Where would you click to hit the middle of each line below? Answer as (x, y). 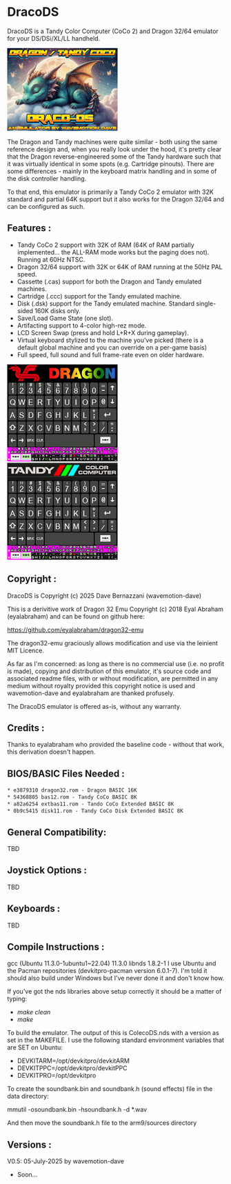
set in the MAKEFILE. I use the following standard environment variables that (115, 1040)
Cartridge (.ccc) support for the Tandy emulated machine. (99, 296)
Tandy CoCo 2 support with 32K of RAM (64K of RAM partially (106, 245)
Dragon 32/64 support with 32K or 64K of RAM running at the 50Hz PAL (120, 267)
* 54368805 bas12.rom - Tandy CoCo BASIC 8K (72, 797)
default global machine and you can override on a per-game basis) (112, 347)
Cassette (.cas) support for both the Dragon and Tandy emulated (109, 281)
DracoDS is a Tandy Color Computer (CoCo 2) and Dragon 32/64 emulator (113, 31)
